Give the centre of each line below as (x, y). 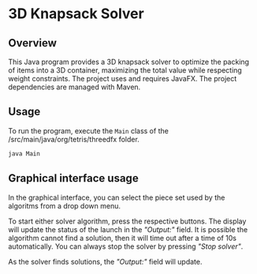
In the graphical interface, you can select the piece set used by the (117, 197)
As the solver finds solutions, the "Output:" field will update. (105, 261)
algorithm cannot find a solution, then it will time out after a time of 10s (122, 238)
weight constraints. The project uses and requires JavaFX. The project (123, 79)
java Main (24, 154)
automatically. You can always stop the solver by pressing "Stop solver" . (126, 246)
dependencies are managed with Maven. (74, 87)
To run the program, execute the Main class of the (89, 130)
